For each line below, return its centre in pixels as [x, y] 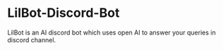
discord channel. [32, 39]
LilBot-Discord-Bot [64, 13]
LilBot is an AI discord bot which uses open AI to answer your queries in [112, 32]
